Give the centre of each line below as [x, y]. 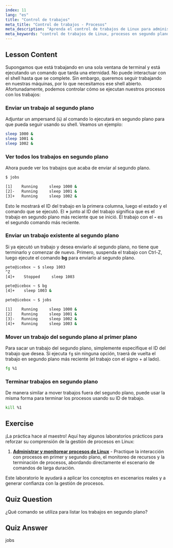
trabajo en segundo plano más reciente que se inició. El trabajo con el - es [84, 217]
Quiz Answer [27, 528]
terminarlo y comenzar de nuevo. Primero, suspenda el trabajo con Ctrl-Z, [84, 252]
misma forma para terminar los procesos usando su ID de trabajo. [75, 398]
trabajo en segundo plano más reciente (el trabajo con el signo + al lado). [83, 359]
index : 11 [16, 10]
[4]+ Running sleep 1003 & [41, 324]
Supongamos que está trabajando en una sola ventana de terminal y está [83, 67]
